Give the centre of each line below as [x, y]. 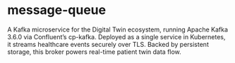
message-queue [57, 10]
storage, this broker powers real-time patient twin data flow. [94, 52]
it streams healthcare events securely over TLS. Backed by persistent [108, 44]
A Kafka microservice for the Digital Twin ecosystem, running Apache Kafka [117, 29]
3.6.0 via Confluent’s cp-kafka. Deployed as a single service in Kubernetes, [116, 36]
